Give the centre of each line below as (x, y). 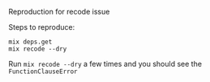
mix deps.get (30, 42)
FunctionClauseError (43, 72)
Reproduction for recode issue (59, 12)
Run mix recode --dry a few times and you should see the (105, 64)
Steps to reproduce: (42, 27)
